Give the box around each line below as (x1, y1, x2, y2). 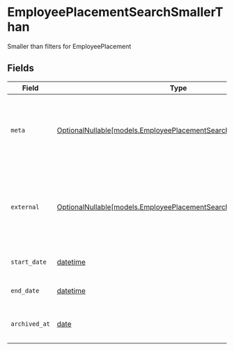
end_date (10, 287, 40, 294)
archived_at (10, 320, 51, 328)
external (10, 203, 40, 211)
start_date (10, 257, 47, 266)
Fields (7, 62, 35, 74)
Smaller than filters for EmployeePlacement (7, 42, 132, 50)
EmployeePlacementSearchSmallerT (7, 4, 224, 20)
